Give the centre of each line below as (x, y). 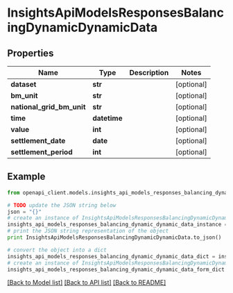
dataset (24, 84)
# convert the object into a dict (57, 250)
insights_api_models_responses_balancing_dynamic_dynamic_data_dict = (111, 256)
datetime (107, 118)
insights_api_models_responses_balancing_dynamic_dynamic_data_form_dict (116, 269)
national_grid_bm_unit (48, 107)
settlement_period (42, 152)
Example (26, 177)
